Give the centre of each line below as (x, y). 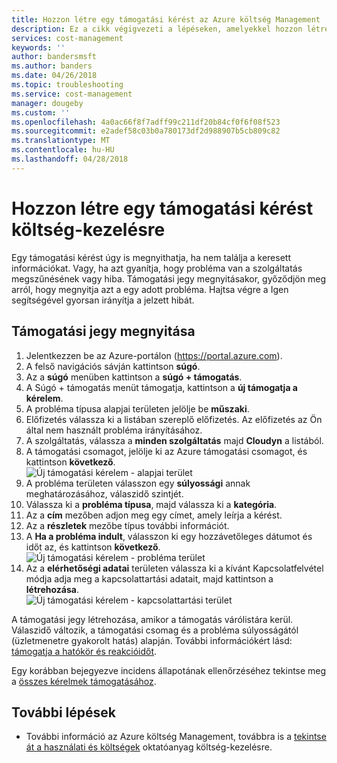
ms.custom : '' (41, 112)
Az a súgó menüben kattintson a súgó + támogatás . (134, 377)
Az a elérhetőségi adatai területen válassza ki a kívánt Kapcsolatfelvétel (174, 568)
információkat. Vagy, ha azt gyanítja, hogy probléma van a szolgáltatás (157, 268)
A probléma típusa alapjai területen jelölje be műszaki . (137, 408)
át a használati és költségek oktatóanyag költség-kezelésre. (149, 747)
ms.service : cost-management (72, 94)
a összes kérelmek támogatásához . (84, 681)
